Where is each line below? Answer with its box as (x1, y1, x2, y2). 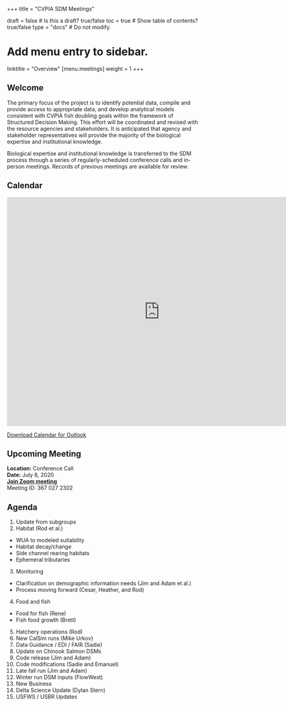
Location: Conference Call (7, 465, 74, 472)
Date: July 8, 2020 (7, 471, 54, 479)
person (7, 162, 25, 170)
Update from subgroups (15, 519, 77, 526)
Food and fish (15, 598, 51, 605)
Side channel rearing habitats (15, 550, 90, 557)
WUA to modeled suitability (15, 537, 85, 544)
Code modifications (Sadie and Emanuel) (15, 661, 119, 668)
